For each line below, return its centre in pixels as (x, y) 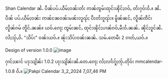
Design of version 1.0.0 (29, 50)
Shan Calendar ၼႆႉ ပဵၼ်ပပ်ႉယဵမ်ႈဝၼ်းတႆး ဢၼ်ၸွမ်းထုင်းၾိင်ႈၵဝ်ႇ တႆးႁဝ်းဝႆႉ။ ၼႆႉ (83, 8)
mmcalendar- (149, 61)
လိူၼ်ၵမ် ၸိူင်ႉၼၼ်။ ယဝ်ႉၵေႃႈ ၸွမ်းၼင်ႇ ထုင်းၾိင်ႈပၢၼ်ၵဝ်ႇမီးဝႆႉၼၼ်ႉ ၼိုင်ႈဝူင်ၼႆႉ (84, 28)
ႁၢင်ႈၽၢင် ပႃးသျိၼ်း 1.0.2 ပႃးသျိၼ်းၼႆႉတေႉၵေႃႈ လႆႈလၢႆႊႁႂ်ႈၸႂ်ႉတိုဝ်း (70, 61)
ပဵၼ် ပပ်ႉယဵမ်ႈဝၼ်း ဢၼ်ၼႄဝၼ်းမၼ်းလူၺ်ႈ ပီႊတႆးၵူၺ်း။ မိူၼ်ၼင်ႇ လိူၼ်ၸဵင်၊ (79, 18)
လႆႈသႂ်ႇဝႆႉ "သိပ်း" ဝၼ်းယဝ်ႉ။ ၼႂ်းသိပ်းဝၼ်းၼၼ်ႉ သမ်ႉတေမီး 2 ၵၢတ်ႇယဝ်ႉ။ (76, 37)
